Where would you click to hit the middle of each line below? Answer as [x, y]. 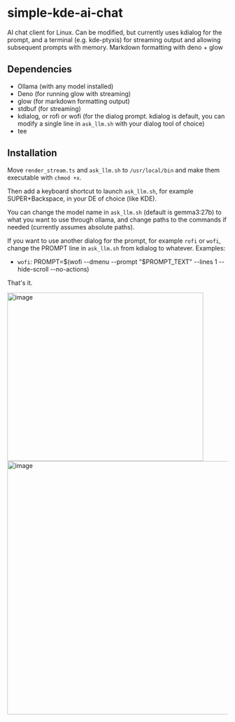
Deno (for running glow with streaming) [74, 93]
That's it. [20, 283]
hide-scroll [33, 269]
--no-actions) [70, 269]
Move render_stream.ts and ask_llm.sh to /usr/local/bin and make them [114, 170]
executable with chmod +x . [44, 178]
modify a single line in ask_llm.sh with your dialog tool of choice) [111, 123]
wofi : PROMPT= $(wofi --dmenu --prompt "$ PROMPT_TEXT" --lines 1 [117, 262]
